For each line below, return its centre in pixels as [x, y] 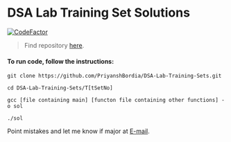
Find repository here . [54, 45]
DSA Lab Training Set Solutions [99, 13]
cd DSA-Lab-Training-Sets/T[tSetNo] [60, 88]
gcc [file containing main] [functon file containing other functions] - [116, 100]
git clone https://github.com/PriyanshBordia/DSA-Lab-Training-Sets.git [114, 76]
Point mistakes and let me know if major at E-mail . [79, 131]
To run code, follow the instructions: [61, 61]
